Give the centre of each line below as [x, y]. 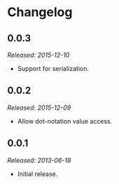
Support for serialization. [53, 68]
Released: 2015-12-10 [38, 55]
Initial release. [37, 173]
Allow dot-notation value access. [65, 121]
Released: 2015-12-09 [39, 107]
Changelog [40, 12]
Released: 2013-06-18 [39, 160]
